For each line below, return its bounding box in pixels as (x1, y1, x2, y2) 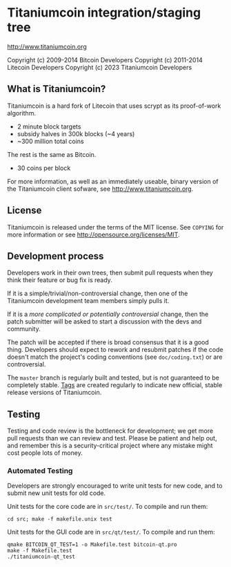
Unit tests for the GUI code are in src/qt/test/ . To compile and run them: (7, 528, 215, 537)
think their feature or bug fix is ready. (7, 276, 112, 284)
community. (7, 325, 41, 333)
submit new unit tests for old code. (7, 489, 106, 497)
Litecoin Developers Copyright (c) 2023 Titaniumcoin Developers (7, 63, 192, 71)
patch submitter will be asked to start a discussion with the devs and (7, 317, 202, 326)
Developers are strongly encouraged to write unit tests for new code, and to (7, 482, 223, 490)
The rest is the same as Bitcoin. (7, 150, 97, 158)
